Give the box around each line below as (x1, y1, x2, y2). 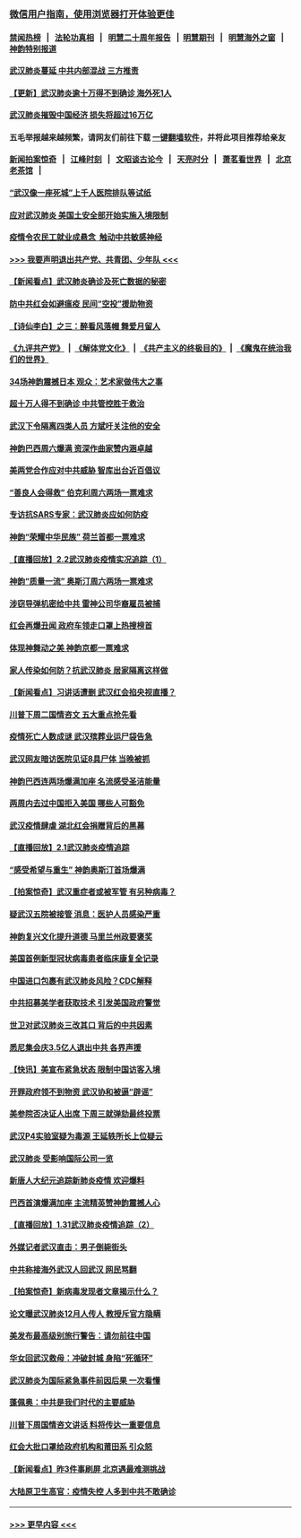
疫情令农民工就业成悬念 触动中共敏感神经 (9, 231, 163, 243)
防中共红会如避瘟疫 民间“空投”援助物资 (9, 299, 154, 309)
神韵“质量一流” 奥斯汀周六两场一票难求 (9, 576, 154, 587)
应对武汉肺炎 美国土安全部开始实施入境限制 (9, 209, 168, 221)
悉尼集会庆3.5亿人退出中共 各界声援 (9, 1042, 142, 1053)
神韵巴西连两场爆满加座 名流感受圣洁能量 (9, 776, 161, 786)
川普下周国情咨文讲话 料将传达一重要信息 (9, 1419, 161, 1429)
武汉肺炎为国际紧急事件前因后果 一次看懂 (9, 1375, 161, 1386)
